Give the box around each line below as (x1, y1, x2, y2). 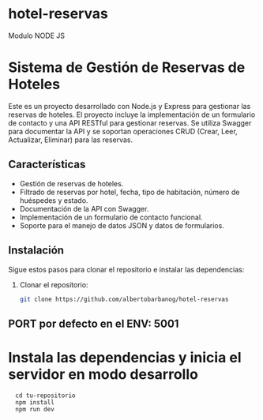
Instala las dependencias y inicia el (8, 348, 242, 366)
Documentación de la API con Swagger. (19, 204, 149, 213)
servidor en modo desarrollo (8, 365, 199, 383)
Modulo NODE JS (8, 31, 66, 40)
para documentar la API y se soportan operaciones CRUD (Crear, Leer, (8, 126, 239, 136)
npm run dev (15, 405, 55, 413)
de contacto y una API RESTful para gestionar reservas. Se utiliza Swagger (8, 118, 252, 127)
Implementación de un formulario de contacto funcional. (19, 212, 203, 222)
